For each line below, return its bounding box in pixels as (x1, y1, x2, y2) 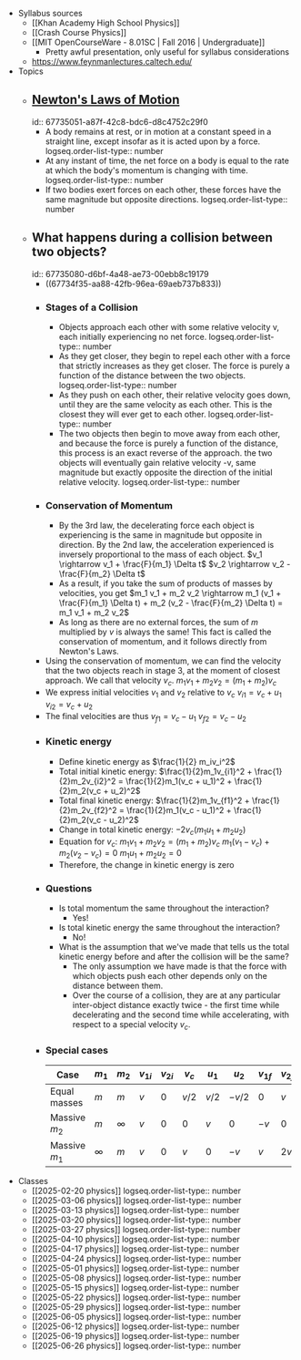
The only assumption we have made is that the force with (72, 961, 287, 972)
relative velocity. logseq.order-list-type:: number (58, 476, 241, 487)
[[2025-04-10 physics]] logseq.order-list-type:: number (31, 1234, 241, 1245)
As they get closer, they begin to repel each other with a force (58, 350, 291, 361)
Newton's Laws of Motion (31, 92, 180, 108)
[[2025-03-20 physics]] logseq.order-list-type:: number (31, 1214, 242, 1225)
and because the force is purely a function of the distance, (58, 438, 279, 448)
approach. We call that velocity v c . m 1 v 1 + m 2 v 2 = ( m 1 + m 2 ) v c (45, 675, 277, 688)
